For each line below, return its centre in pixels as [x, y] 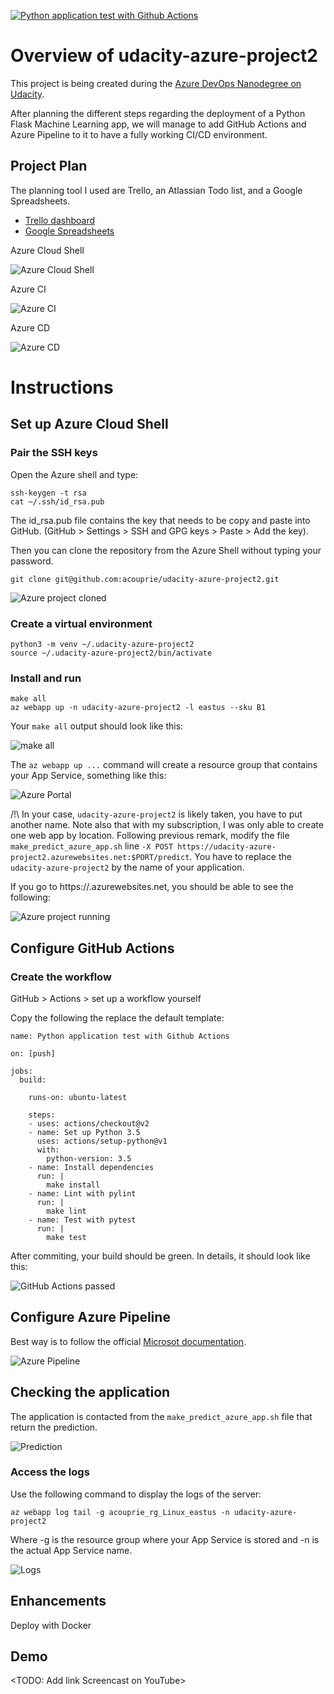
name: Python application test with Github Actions [120, 1036]
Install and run [46, 678]
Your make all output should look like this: [97, 726]
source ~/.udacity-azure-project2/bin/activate [111, 653]
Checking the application [90, 1392]
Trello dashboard [60, 220]
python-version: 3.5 [89, 1158]
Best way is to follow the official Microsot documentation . [128, 1341]
